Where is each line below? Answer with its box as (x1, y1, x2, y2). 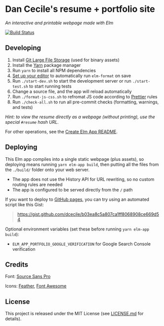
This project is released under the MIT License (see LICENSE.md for (5, 311, 144, 317)
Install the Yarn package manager (12, 62, 81, 68)
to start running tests (29, 83, 72, 89)
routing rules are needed (12, 182, 63, 187)
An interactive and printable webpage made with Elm (5, 20, 114, 26)
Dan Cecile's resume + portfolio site (5, 3, 156, 15)
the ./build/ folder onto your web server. (5, 167, 90, 173)
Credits (5, 260, 29, 269)
